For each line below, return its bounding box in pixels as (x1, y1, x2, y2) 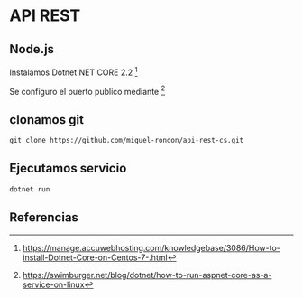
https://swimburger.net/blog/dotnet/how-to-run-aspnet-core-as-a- (22, 269, 272, 280)
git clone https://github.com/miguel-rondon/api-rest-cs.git (9, 136, 244, 145)
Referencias (9, 210, 79, 226)
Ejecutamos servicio (9, 161, 127, 176)
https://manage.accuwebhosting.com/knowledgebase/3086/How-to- (22, 242, 281, 253)
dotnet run (9, 184, 50, 194)
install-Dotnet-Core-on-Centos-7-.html (22, 252, 169, 263)
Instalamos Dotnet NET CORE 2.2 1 (9, 65, 138, 78)
